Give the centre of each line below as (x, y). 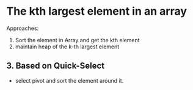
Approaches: (23, 28)
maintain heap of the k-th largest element (67, 47)
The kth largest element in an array (97, 11)
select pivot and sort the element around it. (69, 80)
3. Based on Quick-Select (56, 66)
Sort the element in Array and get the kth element (77, 40)
